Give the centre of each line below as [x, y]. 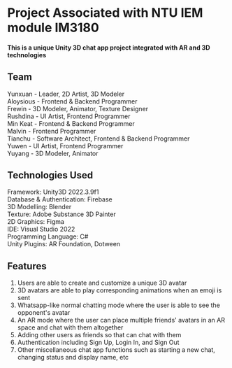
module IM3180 [53, 28]
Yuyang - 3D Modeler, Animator [53, 153]
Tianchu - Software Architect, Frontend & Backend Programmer [99, 139]
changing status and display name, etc [73, 358]
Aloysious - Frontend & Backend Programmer [72, 101]
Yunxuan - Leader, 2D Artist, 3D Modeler [66, 94]
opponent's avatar [44, 313]
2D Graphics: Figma [36, 222]
